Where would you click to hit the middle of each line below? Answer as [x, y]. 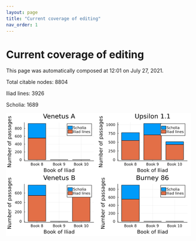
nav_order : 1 [22, 25]
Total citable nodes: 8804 [37, 82]
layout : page [22, 12]
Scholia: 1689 [22, 105]
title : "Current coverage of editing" [53, 18]
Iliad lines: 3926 [26, 93]
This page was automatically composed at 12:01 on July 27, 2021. [85, 71]
